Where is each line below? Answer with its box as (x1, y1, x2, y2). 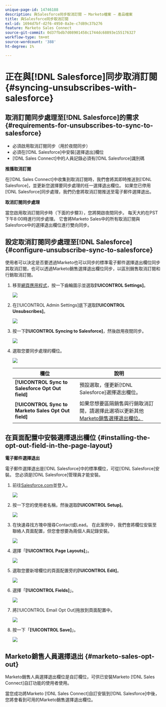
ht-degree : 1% (5, 44, 35, 49)
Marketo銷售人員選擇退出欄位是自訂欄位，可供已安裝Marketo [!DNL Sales (5, 674, 155, 680)
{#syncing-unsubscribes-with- (5, 82, 137, 93)
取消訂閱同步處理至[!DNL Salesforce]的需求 (5, 113, 139, 122)
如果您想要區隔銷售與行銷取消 (79, 400, 149, 407)
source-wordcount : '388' (5, 40, 56, 44)
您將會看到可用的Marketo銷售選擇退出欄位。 (5, 697, 96, 703)
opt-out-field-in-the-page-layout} (5, 441, 113, 450)
